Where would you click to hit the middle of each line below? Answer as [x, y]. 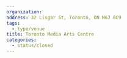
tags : [13, 23]
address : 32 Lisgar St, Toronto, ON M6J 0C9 [64, 18]
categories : [21, 40]
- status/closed [32, 46]
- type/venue [28, 29]
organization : [24, 12]
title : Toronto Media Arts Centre [50, 34]
